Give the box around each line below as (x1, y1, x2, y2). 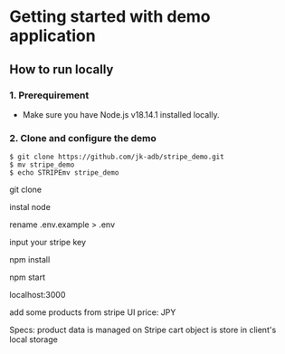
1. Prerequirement (9, 89, 90, 101)
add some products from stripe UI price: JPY (9, 307, 176, 318)
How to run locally (9, 62, 114, 77)
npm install (9, 254, 51, 265)
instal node (9, 202, 52, 213)
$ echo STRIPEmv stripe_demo (9, 168, 119, 177)
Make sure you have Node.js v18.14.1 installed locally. (22, 109, 220, 120)
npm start (9, 272, 46, 282)
